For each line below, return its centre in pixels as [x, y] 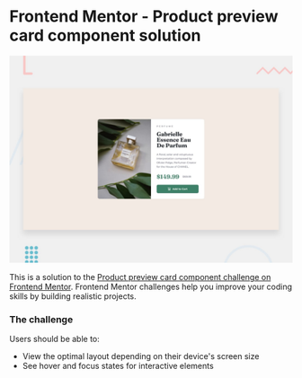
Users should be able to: [55, 339]
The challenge [41, 319]
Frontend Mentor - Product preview [144, 17]
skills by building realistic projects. [73, 296]
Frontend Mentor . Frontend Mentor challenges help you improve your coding [151, 287]
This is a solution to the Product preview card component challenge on [140, 277]
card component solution [105, 35]
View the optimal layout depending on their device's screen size [141, 356]
